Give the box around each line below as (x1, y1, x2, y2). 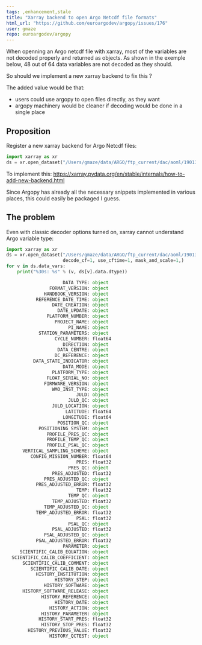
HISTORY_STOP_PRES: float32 (41, 622, 112, 628)
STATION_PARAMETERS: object (38, 330, 109, 336)
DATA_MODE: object (63, 364, 109, 370)
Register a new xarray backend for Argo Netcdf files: (6, 142, 137, 149)
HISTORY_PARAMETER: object (41, 611, 109, 617)
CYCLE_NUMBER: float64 (54, 335, 112, 342)
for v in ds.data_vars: (6, 263, 66, 269)
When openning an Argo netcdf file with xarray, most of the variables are (6, 48, 187, 55)
